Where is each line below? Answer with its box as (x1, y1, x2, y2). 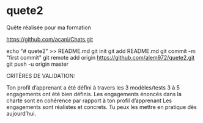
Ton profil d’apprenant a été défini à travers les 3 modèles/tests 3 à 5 (6, 83, 180, 91)
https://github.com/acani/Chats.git (6, 35, 94, 43)
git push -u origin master (6, 60, 69, 68)
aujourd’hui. (6, 110, 37, 117)
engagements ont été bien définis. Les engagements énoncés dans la (6, 90, 182, 97)
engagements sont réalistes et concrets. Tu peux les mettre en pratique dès (6, 103, 197, 110)
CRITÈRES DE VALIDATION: (6, 72, 75, 79)
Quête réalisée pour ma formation (6, 24, 92, 31)
